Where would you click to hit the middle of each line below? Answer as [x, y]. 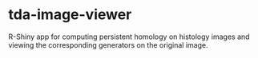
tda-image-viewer [70, 15]
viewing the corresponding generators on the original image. [108, 44]
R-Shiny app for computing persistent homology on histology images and [129, 37]
